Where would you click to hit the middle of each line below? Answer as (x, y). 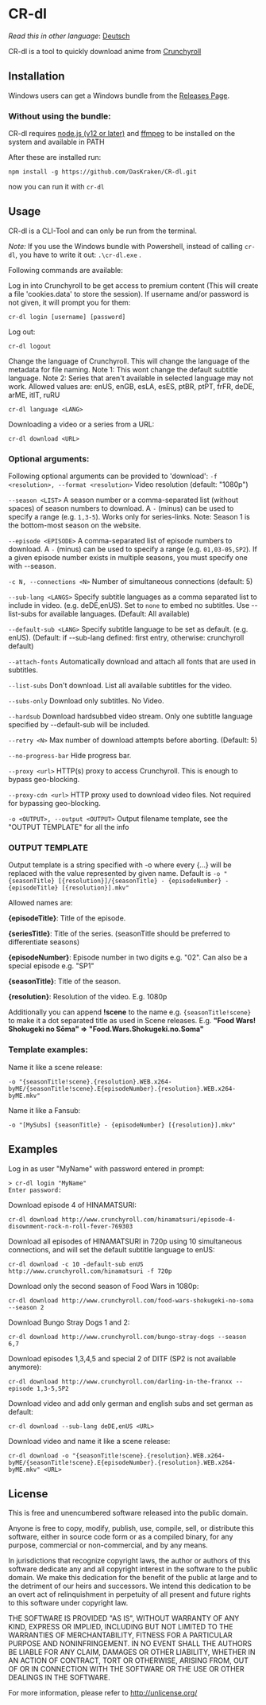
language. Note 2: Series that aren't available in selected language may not (131, 378)
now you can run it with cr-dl (56, 187)
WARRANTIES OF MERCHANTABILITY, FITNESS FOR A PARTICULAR (120, 1635)
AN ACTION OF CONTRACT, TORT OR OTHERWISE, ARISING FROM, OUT (128, 1660)
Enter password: (35, 1190)
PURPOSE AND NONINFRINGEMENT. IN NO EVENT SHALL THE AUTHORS (130, 1644)
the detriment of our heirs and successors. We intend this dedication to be (130, 1586)
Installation (37, 76)
